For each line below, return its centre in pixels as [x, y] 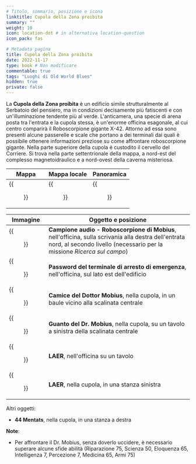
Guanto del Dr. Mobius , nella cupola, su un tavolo [117, 324]
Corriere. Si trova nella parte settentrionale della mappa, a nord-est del [91, 153]
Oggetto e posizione [118, 220]
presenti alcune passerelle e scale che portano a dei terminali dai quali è [93, 135]
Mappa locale [68, 174]
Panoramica [110, 174]
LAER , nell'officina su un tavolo [91, 356]
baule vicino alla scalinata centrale [96, 303]
